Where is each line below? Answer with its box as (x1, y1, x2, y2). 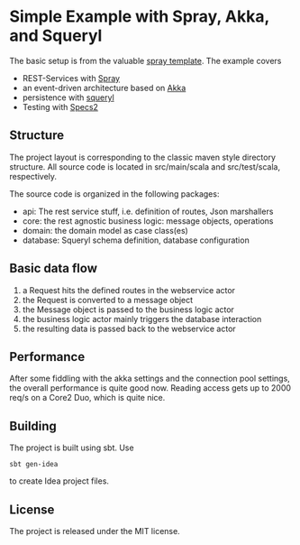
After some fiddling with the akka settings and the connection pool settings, (9, 373, 290, 384)
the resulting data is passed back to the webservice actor (22, 323, 236, 334)
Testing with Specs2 (22, 101, 99, 112)
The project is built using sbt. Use (9, 442, 134, 453)
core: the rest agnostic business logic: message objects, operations (22, 215, 274, 226)
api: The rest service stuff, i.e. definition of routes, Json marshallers (22, 206, 274, 217)
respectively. (9, 171, 57, 181)
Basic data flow (9, 261, 97, 276)
